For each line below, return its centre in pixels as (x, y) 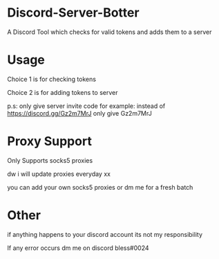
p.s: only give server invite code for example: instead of (86, 106)
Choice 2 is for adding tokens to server (63, 92)
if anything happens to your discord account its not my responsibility (105, 234)
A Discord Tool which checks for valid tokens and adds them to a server (109, 32)
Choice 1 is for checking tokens (52, 79)
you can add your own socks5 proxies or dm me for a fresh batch (100, 187)
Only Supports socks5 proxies (50, 160)
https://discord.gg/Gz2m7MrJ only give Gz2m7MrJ (79, 113)
